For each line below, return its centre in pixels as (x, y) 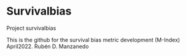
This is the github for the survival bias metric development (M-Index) (93, 40)
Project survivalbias (31, 28)
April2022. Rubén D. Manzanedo (48, 46)
